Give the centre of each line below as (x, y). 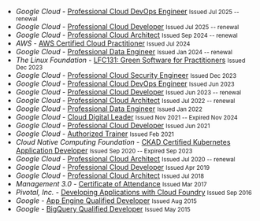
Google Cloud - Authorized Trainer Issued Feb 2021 (95, 134)
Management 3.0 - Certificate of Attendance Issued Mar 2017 (111, 184)
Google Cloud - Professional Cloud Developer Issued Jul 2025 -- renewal (127, 26)
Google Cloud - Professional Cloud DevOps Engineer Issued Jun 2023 (125, 83)
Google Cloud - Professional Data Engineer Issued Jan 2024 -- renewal (124, 52)
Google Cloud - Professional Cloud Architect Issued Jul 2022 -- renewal (125, 100)
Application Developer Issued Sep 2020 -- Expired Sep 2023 (104, 150)
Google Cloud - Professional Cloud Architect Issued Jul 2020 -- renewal (125, 159)
